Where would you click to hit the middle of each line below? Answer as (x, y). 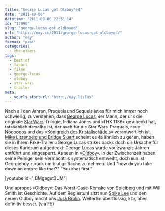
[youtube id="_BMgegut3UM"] (36, 178)
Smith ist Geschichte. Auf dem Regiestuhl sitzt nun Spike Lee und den (76, 193)
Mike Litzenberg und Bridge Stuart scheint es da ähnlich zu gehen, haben (80, 137)
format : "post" (21, 42)
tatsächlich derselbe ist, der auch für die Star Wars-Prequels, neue (73, 127)
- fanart (18, 65)
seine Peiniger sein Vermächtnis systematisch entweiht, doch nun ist (75, 158)
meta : (11, 92)
